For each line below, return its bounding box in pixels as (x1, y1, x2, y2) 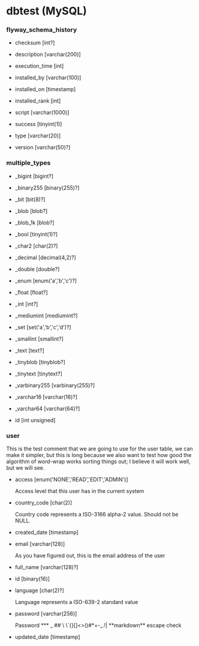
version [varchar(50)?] (14, 144, 71, 151)
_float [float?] (14, 289, 48, 296)
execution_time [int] (14, 62, 64, 70)
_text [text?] (14, 347, 45, 354)
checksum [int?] (14, 39, 55, 46)
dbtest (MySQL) (6, 4, 87, 18)
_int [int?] (14, 300, 38, 307)
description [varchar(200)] (14, 51, 81, 58)
